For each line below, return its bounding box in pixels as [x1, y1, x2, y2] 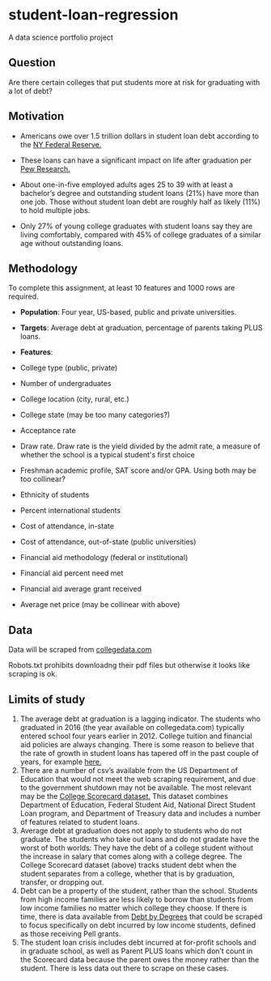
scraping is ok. [8, 669, 58, 679]
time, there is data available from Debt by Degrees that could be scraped [19, 912, 263, 921]
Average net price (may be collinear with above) [19, 600, 180, 609]
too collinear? [19, 474, 66, 484]
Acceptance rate [19, 426, 76, 435]
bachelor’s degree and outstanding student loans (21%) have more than [19, 188, 259, 197]
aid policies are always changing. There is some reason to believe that [19, 740, 255, 750]
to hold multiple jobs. [19, 205, 91, 215]
